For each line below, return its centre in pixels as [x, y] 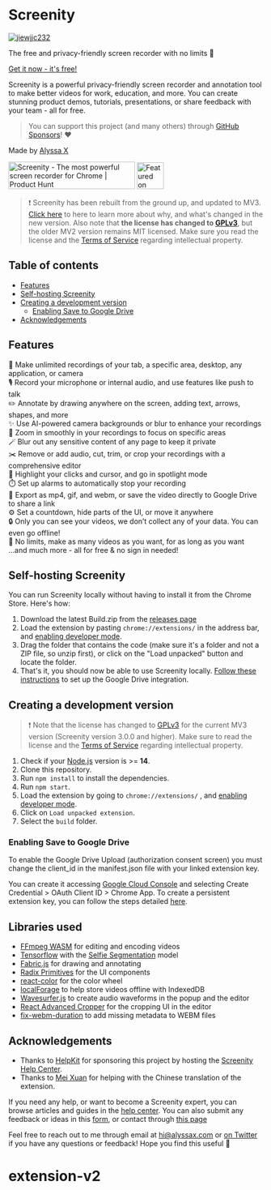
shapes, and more [38, 414]
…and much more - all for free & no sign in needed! [93, 550]
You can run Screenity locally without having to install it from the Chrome [130, 595]
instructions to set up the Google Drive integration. [104, 679]
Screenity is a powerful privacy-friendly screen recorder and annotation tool [135, 84]
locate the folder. [48, 662]
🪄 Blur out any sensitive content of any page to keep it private [112, 441]
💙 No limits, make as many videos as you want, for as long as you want [126, 541]
